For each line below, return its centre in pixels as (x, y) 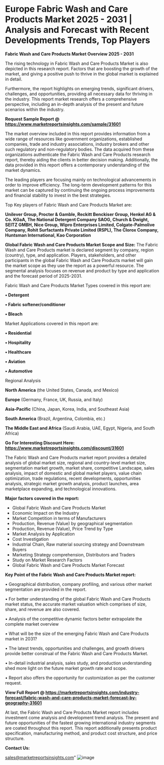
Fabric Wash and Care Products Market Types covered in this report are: (78, 285)
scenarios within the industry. (35, 109)
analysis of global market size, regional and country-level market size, (76, 463)
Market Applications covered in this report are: (52, 323)
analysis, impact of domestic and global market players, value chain (73, 473)
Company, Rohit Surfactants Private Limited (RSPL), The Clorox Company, (82, 230)
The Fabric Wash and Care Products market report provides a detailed (76, 457)
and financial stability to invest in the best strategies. (58, 195)
